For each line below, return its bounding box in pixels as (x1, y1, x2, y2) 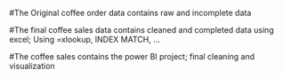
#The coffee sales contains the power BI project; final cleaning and (9, 51, 255, 61)
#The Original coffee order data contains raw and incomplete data (9, 8, 252, 18)
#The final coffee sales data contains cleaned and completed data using (9, 25, 274, 35)
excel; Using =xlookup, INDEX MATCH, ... (9, 35, 160, 44)
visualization (9, 61, 55, 71)
